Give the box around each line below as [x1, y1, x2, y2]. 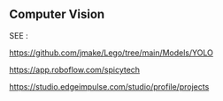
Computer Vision [9, 7, 105, 22]
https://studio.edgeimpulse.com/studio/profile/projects [9, 81, 210, 91]
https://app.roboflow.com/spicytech [9, 64, 140, 75]
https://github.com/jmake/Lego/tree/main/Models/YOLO [9, 47, 214, 58]
